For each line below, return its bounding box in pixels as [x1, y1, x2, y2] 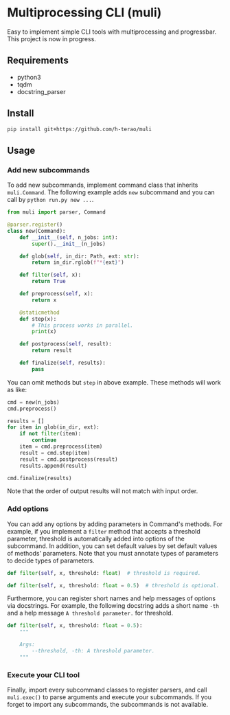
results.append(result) [19, 462, 88, 469]
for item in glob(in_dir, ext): [7, 424, 100, 431]
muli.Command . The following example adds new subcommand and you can [7, 188, 215, 196]
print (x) [32, 328, 57, 335]
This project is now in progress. [7, 34, 96, 43]
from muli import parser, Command [7, 209, 106, 216]
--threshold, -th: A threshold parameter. [32, 648, 155, 655]
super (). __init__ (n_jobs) [32, 240, 106, 247]
